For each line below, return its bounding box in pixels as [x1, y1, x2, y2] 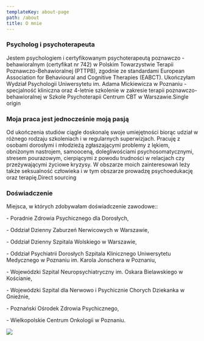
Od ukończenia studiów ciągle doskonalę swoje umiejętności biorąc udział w [6, 128, 199, 136]
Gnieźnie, [6, 293, 30, 300]
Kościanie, [6, 275, 32, 282]
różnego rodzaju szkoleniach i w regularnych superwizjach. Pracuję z [6, 135, 181, 142]
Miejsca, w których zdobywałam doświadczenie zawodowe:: [6, 203, 158, 210]
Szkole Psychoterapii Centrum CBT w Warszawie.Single [48, 93, 189, 100]
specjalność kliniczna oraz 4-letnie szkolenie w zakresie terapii [6, 86, 165, 94]
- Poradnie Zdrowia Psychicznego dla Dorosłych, [6, 214, 129, 222]
